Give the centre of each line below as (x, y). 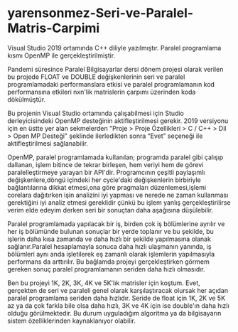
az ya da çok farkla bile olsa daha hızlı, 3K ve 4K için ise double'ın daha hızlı (118, 305)
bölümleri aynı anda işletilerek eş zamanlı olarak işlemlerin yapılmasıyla (111, 254)
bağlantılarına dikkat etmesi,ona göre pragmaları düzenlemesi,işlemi (107, 187)
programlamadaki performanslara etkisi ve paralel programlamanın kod (111, 84)
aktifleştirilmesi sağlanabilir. (48, 143)
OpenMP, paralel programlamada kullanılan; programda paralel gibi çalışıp (115, 157)
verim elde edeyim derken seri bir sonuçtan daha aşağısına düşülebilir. (110, 210)
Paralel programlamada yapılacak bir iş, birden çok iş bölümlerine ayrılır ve (116, 224)
